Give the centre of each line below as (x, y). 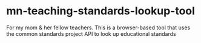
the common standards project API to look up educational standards (91, 33)
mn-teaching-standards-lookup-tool (101, 11)
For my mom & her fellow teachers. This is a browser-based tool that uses (98, 27)
